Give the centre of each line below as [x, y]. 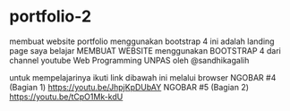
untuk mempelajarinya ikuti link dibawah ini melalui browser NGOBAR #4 [143, 77]
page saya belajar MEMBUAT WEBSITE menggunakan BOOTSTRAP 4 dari [145, 50]
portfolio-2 [51, 17]
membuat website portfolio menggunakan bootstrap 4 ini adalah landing [142, 41]
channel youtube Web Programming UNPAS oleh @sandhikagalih [129, 60]
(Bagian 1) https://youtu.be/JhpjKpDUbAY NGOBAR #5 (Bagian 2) [129, 87]
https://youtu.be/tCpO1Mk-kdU [66, 97]
